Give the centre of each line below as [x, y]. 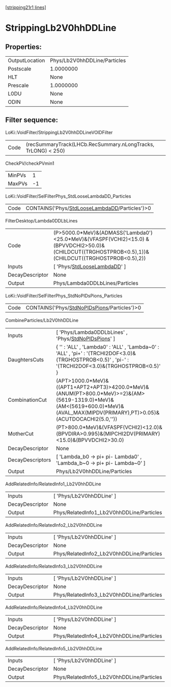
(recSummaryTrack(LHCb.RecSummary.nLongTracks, [90, 144]
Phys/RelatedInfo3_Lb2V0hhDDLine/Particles [108, 595]
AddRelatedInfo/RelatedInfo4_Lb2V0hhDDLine [54, 607]
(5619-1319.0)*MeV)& [85, 400]
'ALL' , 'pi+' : [70, 353]
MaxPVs [18, 183]
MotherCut [21, 433]
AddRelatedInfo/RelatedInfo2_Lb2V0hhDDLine [54, 525]
